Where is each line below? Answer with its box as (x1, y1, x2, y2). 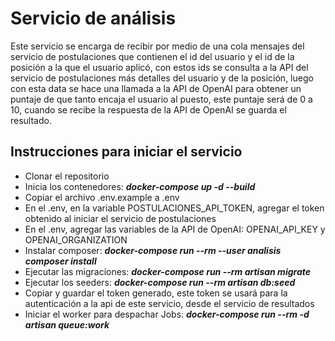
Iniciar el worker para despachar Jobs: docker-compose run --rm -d (24, 308, 310, 320)
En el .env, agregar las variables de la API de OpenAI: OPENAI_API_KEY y (24, 223, 326, 235)
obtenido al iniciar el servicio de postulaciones (24, 212, 217, 224)
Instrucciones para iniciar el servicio (10, 143, 243, 161)
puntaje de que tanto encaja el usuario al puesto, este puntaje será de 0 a (10, 93, 313, 105)
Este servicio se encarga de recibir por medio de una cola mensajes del (10, 40, 305, 52)
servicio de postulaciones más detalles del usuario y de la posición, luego (10, 72, 314, 84)
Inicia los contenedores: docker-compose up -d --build (24, 180, 256, 192)
